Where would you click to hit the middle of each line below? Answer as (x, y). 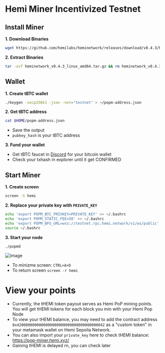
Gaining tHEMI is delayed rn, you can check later (61, 346)
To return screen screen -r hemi (45, 271)
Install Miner (25, 27)
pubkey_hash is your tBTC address (46, 136)
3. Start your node (24, 237)
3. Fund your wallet (25, 145)
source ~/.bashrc (23, 228)
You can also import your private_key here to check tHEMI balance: (81, 335)
